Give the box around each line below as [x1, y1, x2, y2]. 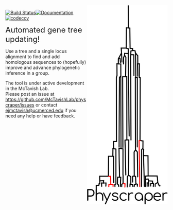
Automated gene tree [5, 25, 82, 35]
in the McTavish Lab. [5, 85, 49, 92]
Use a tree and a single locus [5, 48, 67, 54]
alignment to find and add [5, 54, 60, 60]
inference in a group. [5, 70, 50, 76]
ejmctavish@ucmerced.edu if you [5, 108, 77, 113]
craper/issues [5, 102, 34, 108]
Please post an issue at [5, 91, 55, 97]
